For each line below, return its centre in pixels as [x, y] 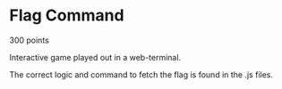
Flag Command [67, 16]
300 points [29, 40]
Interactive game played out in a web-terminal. [95, 57]
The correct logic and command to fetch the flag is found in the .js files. [141, 74]
